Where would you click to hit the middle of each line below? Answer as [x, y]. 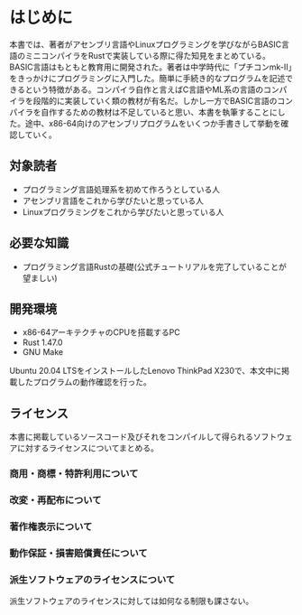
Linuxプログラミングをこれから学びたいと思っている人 [123, 211]
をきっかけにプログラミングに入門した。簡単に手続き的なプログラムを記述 [147, 78]
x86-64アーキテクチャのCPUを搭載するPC [101, 332]
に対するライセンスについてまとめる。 [88, 448]
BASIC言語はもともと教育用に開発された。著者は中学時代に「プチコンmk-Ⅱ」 [151, 67]
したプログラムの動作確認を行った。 [84, 382]
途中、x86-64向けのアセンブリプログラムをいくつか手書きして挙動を [153, 123]
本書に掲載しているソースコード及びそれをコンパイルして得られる [132, 437]
